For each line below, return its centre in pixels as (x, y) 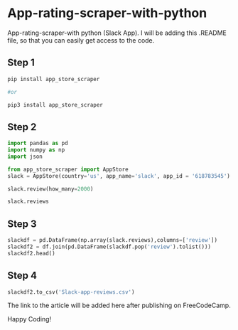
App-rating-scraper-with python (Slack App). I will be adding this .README (117, 33)
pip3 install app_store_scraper (55, 105)
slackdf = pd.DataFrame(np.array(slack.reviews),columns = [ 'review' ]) (113, 240)
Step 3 (22, 224)
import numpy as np (36, 150)
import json (25, 156)
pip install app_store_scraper (54, 79)
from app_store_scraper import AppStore (68, 169)
